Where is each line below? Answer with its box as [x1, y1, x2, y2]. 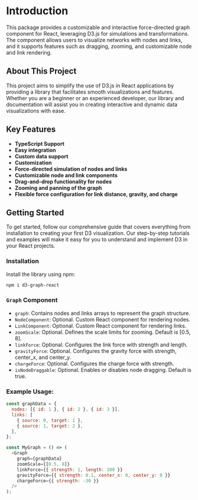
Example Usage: [6, 387, 54, 396]
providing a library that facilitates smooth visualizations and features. [6, 88, 174, 95]
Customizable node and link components [14, 171, 118, 179]
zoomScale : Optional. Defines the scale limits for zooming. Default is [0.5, [14, 328, 191, 336]
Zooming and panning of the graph [14, 184, 102, 191]
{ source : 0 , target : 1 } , [17, 417, 83, 423]
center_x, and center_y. [14, 353, 72, 361]
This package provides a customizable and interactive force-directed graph [6, 24, 190, 31]
